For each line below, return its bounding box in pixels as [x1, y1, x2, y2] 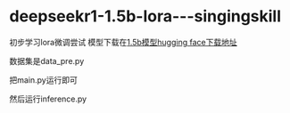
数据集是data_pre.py [9, 55, 85, 66]
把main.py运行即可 [9, 74, 78, 85]
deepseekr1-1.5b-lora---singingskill [9, 6, 282, 27]
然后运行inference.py [9, 93, 87, 104]
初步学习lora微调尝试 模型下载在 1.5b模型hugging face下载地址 [9, 36, 238, 47]
